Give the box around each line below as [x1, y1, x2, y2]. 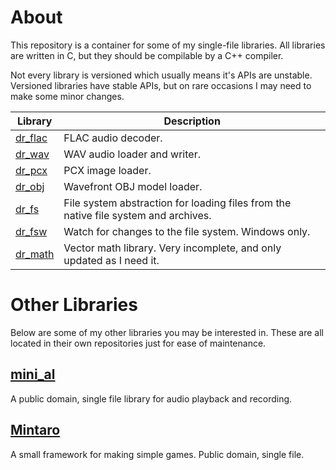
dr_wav [15, 147, 50, 161]
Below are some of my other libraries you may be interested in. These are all [10, 326, 324, 338]
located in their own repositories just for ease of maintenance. [10, 337, 267, 349]
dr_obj [15, 179, 45, 193]
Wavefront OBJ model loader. [63, 179, 203, 193]
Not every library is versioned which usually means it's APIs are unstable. [10, 69, 313, 81]
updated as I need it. [63, 253, 160, 267]
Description [163, 114, 221, 128]
